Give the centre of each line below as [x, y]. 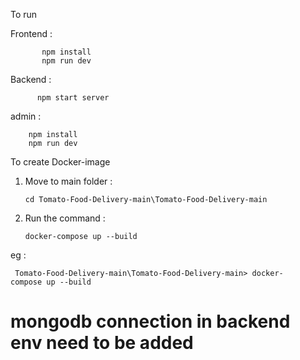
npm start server [73, 98]
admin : [26, 116]
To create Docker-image [60, 162]
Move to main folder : [68, 181]
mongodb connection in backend [150, 321]
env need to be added [102, 343]
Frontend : [31, 33]
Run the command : [65, 218]
